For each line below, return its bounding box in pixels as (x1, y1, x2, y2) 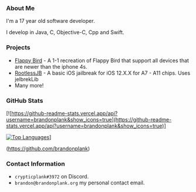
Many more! (14, 82, 44, 89)
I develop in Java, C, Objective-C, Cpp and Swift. (6, 29, 124, 36)
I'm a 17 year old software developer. (6, 18, 95, 25)
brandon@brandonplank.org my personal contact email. (14, 179, 145, 186)
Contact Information (6, 160, 66, 168)
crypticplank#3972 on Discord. (14, 173, 89, 180)
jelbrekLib (14, 75, 39, 83)
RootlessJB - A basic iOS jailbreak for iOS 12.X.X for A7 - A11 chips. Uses (14, 69, 191, 76)
